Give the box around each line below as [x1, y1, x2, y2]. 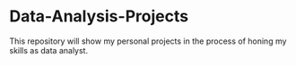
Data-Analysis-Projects [9, 6, 189, 27]
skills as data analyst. [9, 45, 88, 55]
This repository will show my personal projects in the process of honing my [9, 36, 287, 46]
